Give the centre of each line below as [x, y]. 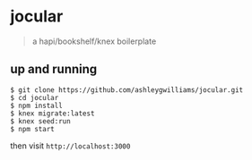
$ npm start [32, 129]
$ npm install [37, 105]
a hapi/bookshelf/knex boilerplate [94, 41]
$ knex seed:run [40, 121]
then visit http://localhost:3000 [70, 146]
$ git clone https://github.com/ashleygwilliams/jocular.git [127, 90]
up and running [54, 69]
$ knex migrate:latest [52, 114]
